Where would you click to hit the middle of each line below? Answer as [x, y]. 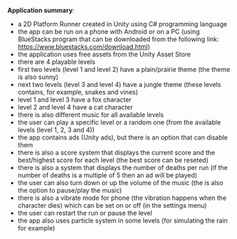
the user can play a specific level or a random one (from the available [119, 122]
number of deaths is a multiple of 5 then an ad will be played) [107, 175]
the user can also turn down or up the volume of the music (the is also [120, 183]
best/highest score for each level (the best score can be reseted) [113, 160]
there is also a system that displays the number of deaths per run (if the [122, 168]
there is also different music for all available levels [91, 115]
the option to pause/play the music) [70, 190]
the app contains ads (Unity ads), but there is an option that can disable [123, 137]
